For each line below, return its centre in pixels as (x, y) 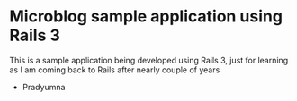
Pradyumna (44, 87)
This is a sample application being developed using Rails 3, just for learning (149, 60)
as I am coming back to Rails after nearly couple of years (115, 70)
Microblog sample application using (146, 17)
